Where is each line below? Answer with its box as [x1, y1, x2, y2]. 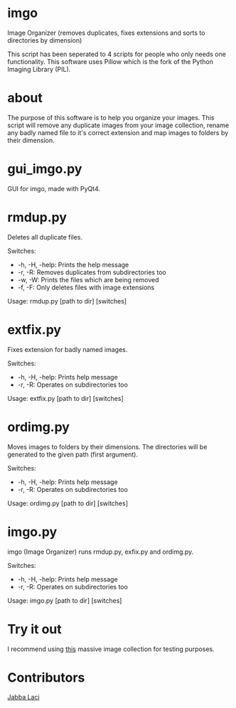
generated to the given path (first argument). [7, 450, 139, 458]
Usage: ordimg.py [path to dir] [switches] [7, 499, 129, 508]
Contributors [7, 670, 85, 685]
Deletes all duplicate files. [7, 232, 83, 241]
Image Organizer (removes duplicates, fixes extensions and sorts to [7, 28, 205, 37]
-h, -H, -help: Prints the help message [17, 260, 129, 269]
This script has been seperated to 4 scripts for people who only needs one [7, 50, 226, 58]
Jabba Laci [7, 693, 41, 702]
